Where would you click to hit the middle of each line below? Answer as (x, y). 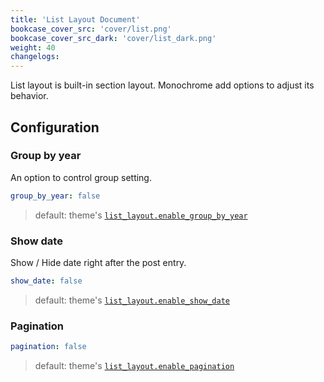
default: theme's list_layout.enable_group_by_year (141, 215)
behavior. (29, 96)
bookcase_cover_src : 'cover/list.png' (91, 29)
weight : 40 (33, 47)
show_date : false (46, 281)
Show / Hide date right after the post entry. (98, 262)
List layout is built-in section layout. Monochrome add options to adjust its (162, 85)
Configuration (55, 127)
